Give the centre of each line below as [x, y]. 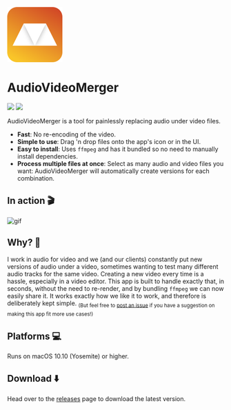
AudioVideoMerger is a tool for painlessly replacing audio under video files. [114, 121]
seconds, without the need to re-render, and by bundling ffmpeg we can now [115, 288]
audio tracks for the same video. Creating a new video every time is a [106, 274]
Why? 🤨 [24, 243]
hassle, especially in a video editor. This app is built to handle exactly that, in [116, 281]
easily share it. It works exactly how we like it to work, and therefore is [107, 296]
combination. [36, 178]
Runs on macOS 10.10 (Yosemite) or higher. [68, 356]
